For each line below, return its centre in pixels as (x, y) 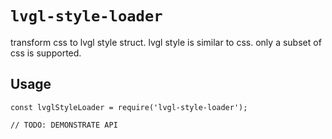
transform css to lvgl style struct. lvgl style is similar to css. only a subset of (166, 42)
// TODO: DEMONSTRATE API (64, 125)
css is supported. (46, 53)
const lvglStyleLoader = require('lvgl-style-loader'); (129, 107)
